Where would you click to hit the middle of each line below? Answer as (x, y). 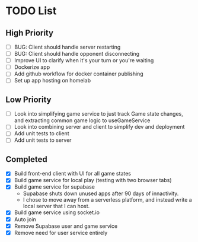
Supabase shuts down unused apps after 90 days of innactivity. (101, 193)
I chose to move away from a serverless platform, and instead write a (107, 200)
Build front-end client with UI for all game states (73, 174)
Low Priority (28, 99)
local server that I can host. (56, 206)
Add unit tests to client (41, 133)
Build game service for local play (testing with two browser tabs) (93, 180)
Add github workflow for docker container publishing (79, 74)
